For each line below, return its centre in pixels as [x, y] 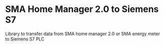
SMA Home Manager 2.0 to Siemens [82, 9]
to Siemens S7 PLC [25, 39]
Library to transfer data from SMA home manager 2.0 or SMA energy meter [82, 33]
